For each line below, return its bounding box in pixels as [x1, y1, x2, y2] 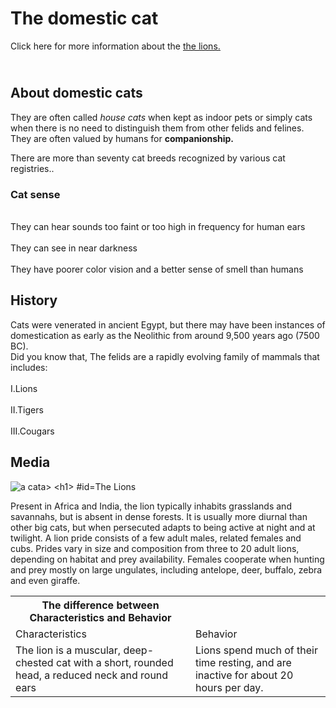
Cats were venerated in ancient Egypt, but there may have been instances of [10, 318, 326, 331]
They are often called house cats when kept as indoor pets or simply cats [10, 111, 313, 123]
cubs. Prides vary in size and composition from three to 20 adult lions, [10, 542, 300, 554]
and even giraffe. [10, 574, 81, 586]
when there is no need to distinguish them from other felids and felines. [10, 122, 305, 134]
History [10, 292, 58, 309]
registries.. [10, 162, 55, 174]
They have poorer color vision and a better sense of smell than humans [10, 263, 304, 276]
